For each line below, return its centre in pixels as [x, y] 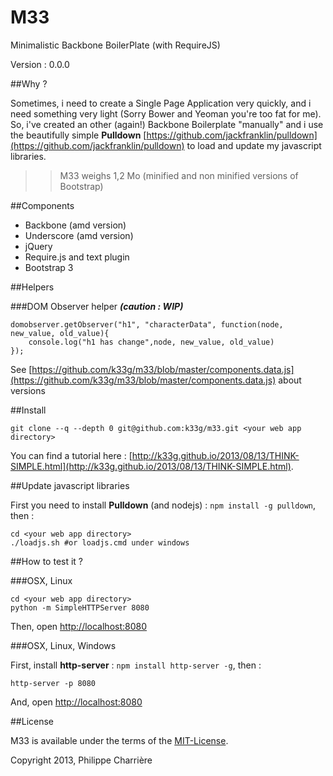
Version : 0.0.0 [40, 64]
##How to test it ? [47, 561]
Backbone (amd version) [75, 225]
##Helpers [32, 287]
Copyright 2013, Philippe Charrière [81, 760]
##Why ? [29, 83]
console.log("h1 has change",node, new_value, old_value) [151, 342]
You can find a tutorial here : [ [71, 455]
